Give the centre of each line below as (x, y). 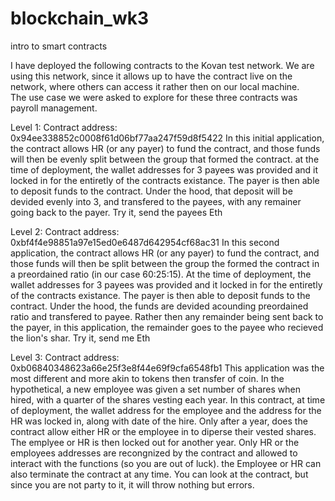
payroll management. (54, 108)
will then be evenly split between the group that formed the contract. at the (165, 159)
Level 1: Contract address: (64, 127)
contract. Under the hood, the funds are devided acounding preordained (159, 306)
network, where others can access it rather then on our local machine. (155, 86)
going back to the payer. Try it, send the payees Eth (116, 212)
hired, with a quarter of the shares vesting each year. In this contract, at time (168, 399)
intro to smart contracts (59, 46)
